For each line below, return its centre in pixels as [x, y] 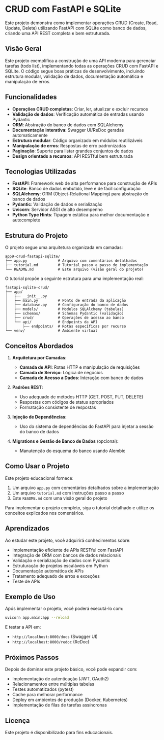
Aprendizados [27, 529]
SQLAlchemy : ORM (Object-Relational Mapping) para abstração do [80, 194]
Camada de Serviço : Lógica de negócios [61, 372]
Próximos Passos [32, 657]
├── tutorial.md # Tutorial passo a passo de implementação [77, 265]
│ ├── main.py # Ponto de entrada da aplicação [66, 301]
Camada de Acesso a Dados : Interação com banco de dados [82, 378]
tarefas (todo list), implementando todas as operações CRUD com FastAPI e [82, 66]
